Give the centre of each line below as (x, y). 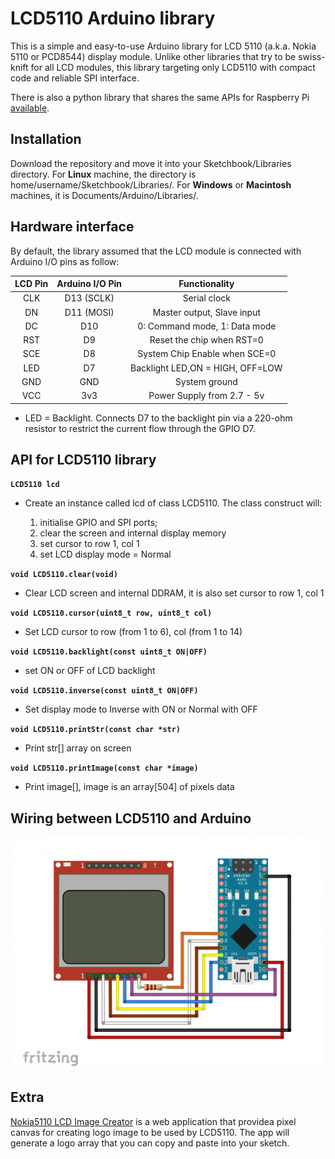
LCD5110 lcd (35, 485)
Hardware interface (72, 227)
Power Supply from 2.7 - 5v (206, 396)
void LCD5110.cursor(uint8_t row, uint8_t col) (111, 613)
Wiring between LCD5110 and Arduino (131, 818)
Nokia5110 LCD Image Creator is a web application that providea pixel (153, 1121)
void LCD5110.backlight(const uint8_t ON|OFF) (109, 652)
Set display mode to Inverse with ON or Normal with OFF (141, 709)
